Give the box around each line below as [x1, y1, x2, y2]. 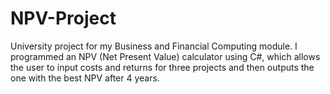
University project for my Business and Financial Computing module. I [10, 40, 298, 52]
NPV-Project [10, 7, 117, 30]
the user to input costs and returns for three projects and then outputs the [10, 61, 315, 73]
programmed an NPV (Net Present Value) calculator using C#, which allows [10, 50, 321, 62]
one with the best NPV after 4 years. [10, 72, 160, 84]
